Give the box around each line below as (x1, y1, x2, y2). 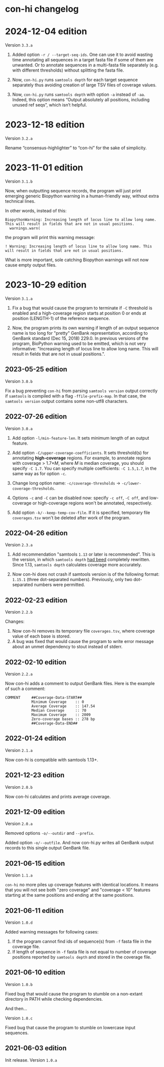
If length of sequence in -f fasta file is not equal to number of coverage (12, 949, 157, 955)
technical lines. (5, 198, 36, 204)
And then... (5, 1005, 27, 1012)
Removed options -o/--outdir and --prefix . (5, 830, 94, 836)
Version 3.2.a (5, 135, 33, 141)
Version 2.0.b (5, 784, 33, 790)
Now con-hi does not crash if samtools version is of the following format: (12, 571, 160, 577)
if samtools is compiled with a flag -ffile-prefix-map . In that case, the (5, 393, 146, 399)
